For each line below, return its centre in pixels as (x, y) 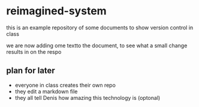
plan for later (31, 71)
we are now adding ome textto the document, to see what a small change (97, 45)
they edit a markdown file (46, 91)
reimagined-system (56, 11)
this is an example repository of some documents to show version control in (100, 27)
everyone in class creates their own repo (65, 85)
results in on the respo (34, 51)
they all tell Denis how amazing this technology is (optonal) (88, 97)
